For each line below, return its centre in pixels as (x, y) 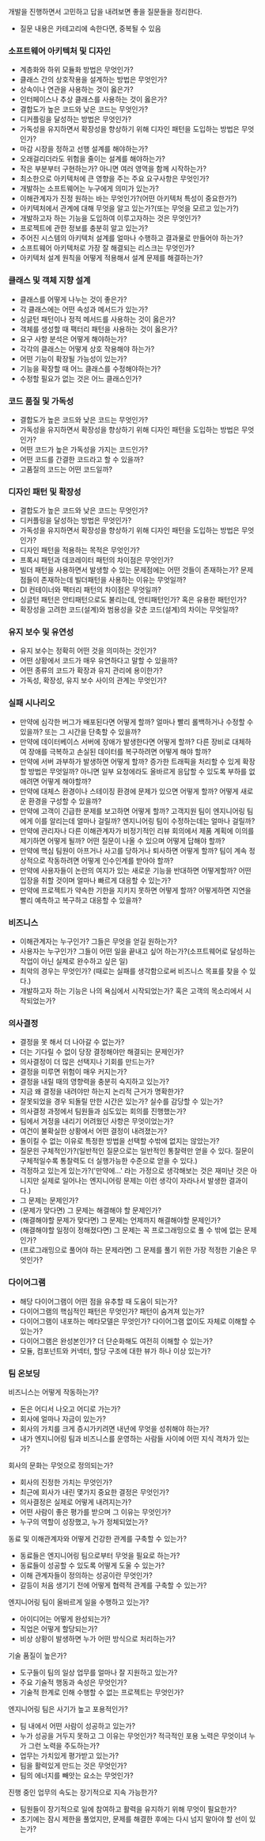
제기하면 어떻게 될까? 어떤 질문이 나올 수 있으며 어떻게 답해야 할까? (122, 840)
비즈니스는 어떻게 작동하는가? (53, 1392)
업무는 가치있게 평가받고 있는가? (69, 1755)
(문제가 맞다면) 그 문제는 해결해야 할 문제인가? (91, 1210)
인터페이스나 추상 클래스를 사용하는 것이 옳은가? (93, 99)
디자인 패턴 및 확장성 (45, 491)
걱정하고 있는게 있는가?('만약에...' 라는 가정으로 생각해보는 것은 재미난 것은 (134, 1171)
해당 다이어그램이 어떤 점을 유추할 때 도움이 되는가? (98, 1301)
